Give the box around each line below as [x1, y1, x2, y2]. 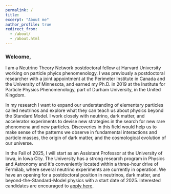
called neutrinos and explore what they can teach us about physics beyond [5, 107, 164, 113]
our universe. [5, 140, 33, 146]
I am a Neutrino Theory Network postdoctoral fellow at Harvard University [5, 65, 161, 71]
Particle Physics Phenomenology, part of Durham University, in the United [5, 87, 161, 93]
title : [5, 12, 19, 17]
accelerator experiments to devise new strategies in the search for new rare [5, 119, 165, 125]
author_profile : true [5, 22, 52, 27]
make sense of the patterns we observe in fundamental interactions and [5, 129, 157, 135]
